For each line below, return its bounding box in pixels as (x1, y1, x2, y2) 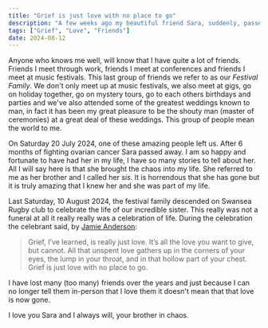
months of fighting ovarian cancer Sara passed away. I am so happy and (8, 147, 246, 157)
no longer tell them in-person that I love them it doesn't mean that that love (8, 287, 254, 296)
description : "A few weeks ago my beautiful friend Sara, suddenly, (8, 19, 241, 27)
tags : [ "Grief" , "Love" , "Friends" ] (8, 26, 130, 34)
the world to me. (8, 123, 62, 133)
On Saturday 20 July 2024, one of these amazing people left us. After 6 (8, 139, 243, 148)
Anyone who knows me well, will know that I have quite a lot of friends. (8, 56, 241, 65)
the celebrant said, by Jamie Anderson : (8, 222, 138, 232)
